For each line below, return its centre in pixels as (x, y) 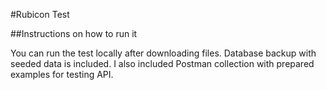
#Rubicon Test (40, 14)
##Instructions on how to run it (74, 33)
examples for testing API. (62, 74)
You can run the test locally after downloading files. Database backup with (163, 53)
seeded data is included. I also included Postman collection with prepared (162, 63)
